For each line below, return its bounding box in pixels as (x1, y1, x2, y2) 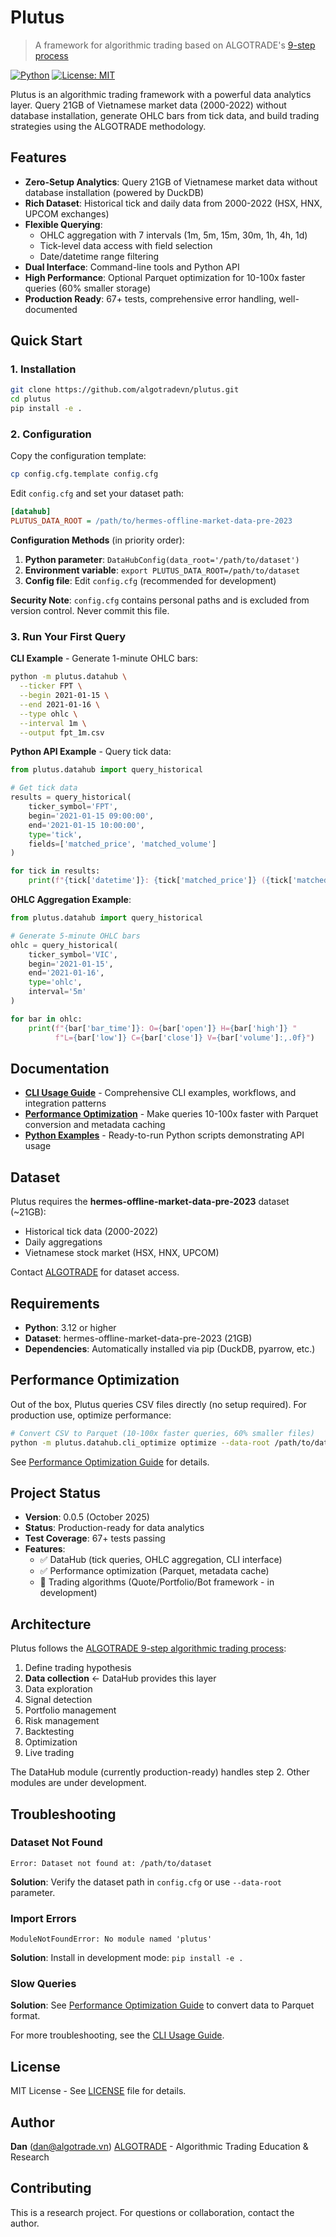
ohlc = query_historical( (10, 940, 118, 950)
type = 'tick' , (28, 829, 83, 840)
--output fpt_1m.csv (19, 727, 105, 738)
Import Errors (10, 1911, 77, 1925)
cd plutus (10, 394, 52, 405)
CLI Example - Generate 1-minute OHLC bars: (10, 652, 198, 665)
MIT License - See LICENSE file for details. (10, 2085, 187, 2097)
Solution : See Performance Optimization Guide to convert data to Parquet (10, 1999, 315, 2011)
